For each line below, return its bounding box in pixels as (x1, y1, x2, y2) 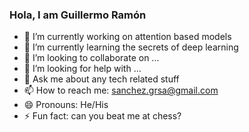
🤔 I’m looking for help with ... (23, 63, 142, 75)
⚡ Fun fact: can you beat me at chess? (23, 110, 182, 122)
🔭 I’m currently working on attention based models (23, 31, 232, 43)
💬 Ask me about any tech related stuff (23, 73, 180, 85)
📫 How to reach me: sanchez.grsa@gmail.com (23, 84, 219, 97)
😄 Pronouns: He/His (23, 99, 109, 111)
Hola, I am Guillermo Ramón (9, 8, 147, 22)
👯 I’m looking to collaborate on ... (23, 52, 160, 64)
